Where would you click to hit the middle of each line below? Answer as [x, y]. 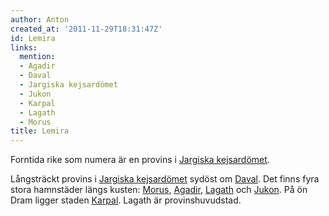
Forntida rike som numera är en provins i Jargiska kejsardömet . [140, 160]
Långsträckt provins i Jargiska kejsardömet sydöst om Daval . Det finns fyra [165, 179]
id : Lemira [33, 38]
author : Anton [40, 19]
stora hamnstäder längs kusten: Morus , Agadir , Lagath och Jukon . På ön [159, 190]
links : [24, 47]
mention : [37, 57]
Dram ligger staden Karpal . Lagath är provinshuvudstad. [126, 200]
